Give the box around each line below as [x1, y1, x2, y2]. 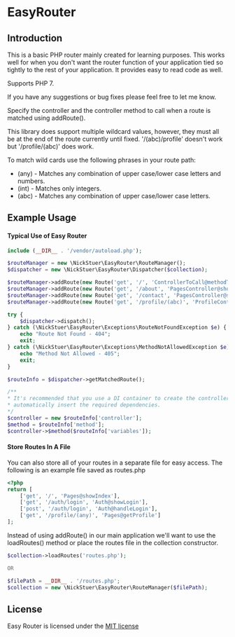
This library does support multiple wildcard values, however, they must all [7, 128, 220, 135]
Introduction [7, 32, 63, 44]
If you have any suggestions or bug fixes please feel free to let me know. [7, 93, 217, 101]
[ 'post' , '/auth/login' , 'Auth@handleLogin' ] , [20, 505, 158, 512]
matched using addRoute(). [7, 114, 86, 122]
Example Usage [7, 212, 77, 224]
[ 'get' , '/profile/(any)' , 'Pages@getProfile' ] [20, 512, 161, 519]
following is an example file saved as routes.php [7, 465, 145, 474]
